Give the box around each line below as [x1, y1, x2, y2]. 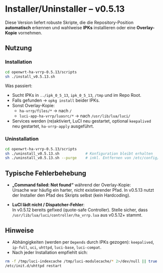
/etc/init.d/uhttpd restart [5, 263, 62, 268]
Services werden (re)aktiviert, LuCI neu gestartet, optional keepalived [12, 118, 151, 124]
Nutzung [5, 44, 33, 52]
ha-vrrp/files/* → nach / [19, 108, 72, 114]
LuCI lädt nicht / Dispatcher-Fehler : [12, 202, 85, 208]
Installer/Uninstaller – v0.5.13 [5, 3, 125, 15]
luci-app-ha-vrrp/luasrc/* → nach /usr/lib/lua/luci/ [19, 113, 131, 119]
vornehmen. [18, 30, 42, 36]
